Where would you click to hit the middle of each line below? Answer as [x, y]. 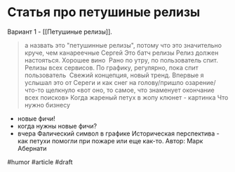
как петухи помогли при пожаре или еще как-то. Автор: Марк [110, 140]
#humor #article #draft [40, 161]
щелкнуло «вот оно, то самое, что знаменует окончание [130, 90]
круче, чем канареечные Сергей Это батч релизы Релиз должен [121, 53]
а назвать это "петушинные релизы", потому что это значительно [123, 45]
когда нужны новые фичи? [57, 126]
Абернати [32, 148]
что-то [34, 90]
